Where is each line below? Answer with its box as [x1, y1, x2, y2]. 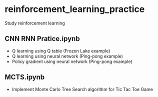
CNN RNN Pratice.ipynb [4, 34, 80, 43]
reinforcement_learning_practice [4, 3, 145, 15]
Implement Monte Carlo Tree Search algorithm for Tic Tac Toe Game [11, 86, 153, 92]
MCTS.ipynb [4, 73, 45, 81]
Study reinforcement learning [4, 20, 65, 26]
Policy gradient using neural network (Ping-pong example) [11, 58, 133, 64]
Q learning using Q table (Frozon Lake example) [11, 47, 110, 53]
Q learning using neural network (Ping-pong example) [11, 53, 123, 59]
